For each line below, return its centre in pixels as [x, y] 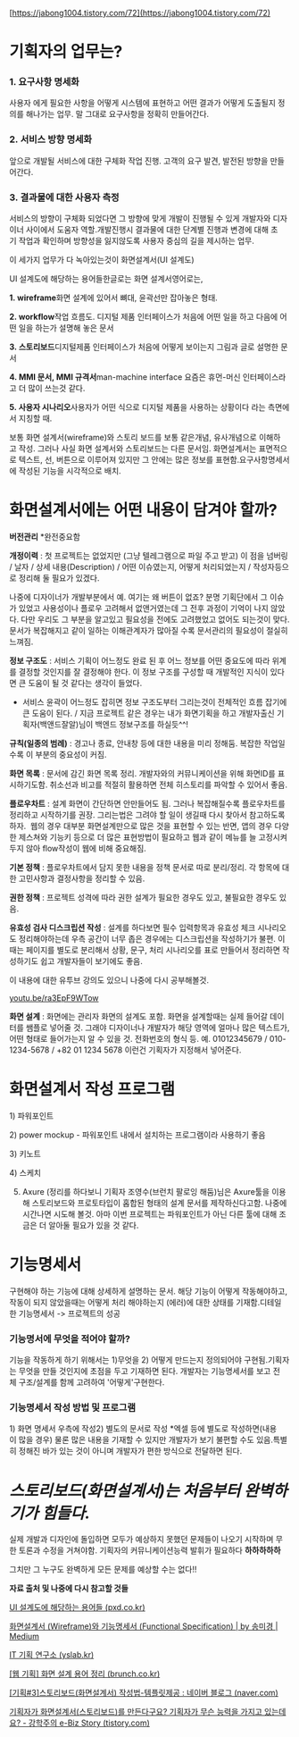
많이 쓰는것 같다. [57, 389]
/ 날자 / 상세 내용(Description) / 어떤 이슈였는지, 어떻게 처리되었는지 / [130, 567]
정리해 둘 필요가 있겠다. [59, 578]
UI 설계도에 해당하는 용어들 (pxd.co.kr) [77, 1607]
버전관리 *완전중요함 [45, 537]
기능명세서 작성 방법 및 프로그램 [73, 1408]
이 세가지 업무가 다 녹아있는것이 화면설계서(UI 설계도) [102, 260]
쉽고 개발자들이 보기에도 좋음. [91, 961]
